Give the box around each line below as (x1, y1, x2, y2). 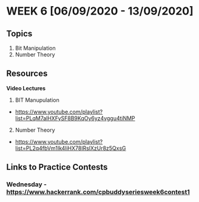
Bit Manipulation (15, 44, 56, 52)
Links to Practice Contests (6, 162, 108, 172)
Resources (6, 69, 48, 79)
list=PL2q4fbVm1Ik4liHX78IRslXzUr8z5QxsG (15, 144, 126, 152)
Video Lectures (6, 84, 46, 92)
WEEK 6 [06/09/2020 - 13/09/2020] (6, 4, 194, 18)
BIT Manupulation (15, 96, 59, 104)
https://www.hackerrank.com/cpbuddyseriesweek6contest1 (6, 188, 190, 197)
